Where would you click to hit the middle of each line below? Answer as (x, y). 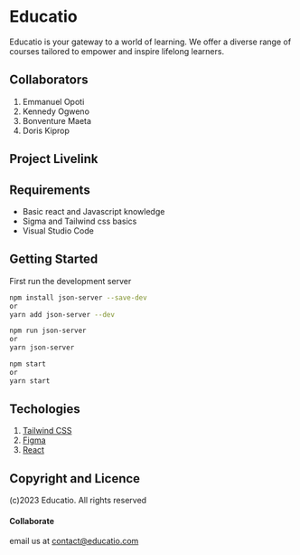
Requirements (50, 190)
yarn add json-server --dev (62, 314)
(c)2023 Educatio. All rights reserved (78, 501)
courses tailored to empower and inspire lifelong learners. (117, 51)
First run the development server (70, 281)
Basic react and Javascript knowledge (94, 211)
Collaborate (32, 521)
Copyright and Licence (75, 478)
